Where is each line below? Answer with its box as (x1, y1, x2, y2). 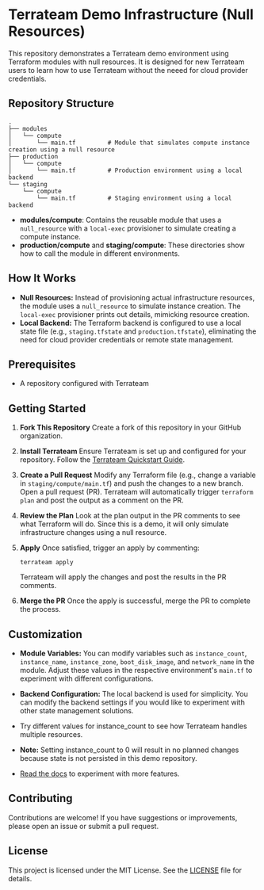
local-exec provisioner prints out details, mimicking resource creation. (19, 309, 250, 319)
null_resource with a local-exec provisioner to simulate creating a (19, 223, 236, 233)
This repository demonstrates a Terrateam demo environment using (8, 48, 229, 58)
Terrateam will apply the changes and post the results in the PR (19, 572, 227, 582)
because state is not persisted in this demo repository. (19, 754, 197, 762)
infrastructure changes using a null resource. (19, 528, 167, 537)
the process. (19, 605, 61, 614)
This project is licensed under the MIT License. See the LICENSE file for (8, 865, 243, 875)
